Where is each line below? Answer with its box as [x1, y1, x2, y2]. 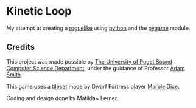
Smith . [6, 71, 23, 78]
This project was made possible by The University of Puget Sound [6, 58, 172, 65]
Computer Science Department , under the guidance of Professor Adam [6, 64, 185, 72]
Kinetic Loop [6, 4, 72, 18]
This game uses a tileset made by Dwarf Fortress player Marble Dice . [6, 83, 180, 90]
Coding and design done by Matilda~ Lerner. [6, 94, 119, 101]
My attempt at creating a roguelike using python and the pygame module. [6, 24, 191, 32]
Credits [6, 42, 35, 52]
